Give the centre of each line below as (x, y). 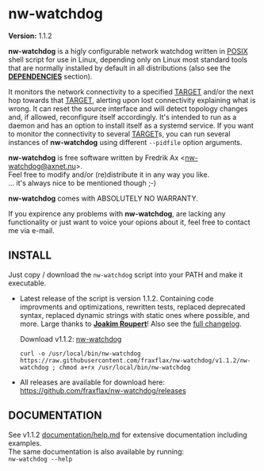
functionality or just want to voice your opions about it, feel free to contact (130, 222)
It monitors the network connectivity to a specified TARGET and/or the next (131, 91)
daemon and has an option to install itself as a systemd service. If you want (131, 125)
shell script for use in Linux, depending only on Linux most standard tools (128, 59)
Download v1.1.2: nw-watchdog (71, 339)
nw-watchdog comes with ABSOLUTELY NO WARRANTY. (103, 198)
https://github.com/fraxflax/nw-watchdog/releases (103, 390)
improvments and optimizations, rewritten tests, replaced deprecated (132, 307)
